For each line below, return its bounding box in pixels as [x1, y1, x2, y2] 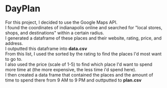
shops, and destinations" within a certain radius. [5, 30, 105, 36]
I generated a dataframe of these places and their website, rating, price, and [5, 35, 162, 41]
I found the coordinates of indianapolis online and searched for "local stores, [5, 24, 163, 30]
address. [5, 40, 23, 46]
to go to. [5, 56, 22, 62]
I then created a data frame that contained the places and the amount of [5, 72, 154, 78]
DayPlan [5, 3, 41, 14]
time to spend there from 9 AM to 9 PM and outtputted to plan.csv [5, 77, 142, 83]
